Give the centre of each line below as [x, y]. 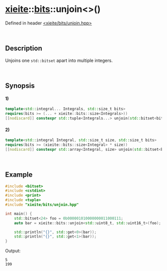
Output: [13, 251]
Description [24, 48]
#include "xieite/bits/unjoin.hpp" [42, 205]
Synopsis [20, 86]
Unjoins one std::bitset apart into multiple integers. [59, 60]
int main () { [19, 214]
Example [19, 175]
